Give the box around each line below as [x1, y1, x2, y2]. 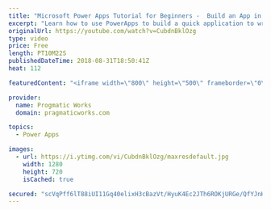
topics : [8, 123, 35, 132]
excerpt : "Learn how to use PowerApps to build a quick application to [8, 19, 254, 27]
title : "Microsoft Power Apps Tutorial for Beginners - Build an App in [8, 11, 262, 20]
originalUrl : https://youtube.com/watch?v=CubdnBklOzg [8, 27, 197, 35]
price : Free [8, 42, 48, 50]
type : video [8, 34, 48, 43]
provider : [8, 94, 42, 102]
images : [8, 145, 35, 153]
